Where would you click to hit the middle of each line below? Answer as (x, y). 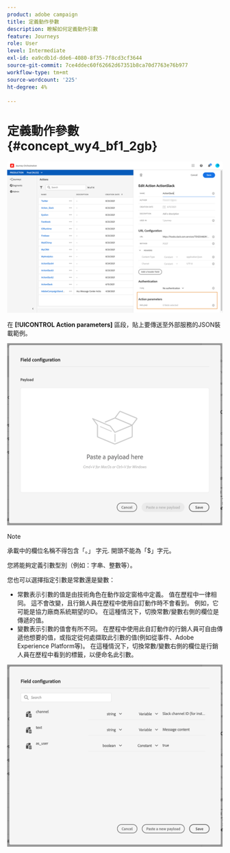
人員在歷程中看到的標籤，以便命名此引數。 (77, 654)
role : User (23, 44)
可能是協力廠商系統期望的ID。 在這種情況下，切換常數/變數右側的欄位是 (118, 611)
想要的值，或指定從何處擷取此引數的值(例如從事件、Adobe (112, 637)
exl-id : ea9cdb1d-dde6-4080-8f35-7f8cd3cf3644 (75, 58)
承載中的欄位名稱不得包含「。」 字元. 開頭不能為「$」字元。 (91, 551)
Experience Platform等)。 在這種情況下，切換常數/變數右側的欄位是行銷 (118, 645)
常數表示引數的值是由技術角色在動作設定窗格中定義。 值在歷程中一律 (114, 594)
